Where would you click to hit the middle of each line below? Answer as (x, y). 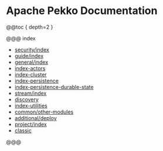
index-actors (30, 68)
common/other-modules (44, 112)
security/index (32, 49)
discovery (27, 99)
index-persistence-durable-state (54, 87)
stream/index (30, 93)
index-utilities (31, 105)
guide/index (29, 56)
